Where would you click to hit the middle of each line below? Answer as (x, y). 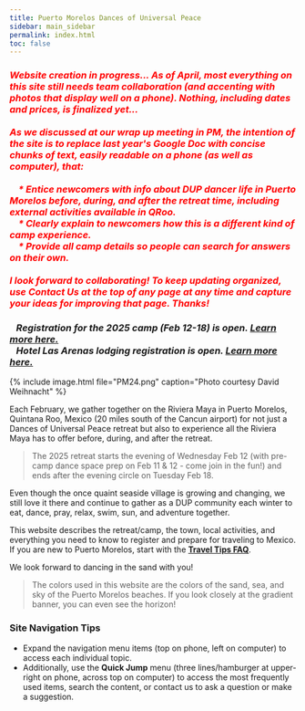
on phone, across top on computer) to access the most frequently (166, 677)
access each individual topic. (77, 657)
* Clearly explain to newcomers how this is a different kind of (156, 224)
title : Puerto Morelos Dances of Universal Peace (106, 18)
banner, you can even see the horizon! (104, 604)
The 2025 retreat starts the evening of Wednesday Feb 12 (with (150, 456)
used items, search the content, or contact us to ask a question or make (158, 686)
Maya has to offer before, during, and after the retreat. (111, 438)
